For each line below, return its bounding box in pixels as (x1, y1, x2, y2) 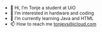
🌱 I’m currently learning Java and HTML (10, 15, 94, 21)
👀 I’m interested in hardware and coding (10, 10, 94, 16)
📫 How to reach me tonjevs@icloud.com (10, 21, 97, 27)
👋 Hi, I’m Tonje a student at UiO (10, 5, 76, 10)
